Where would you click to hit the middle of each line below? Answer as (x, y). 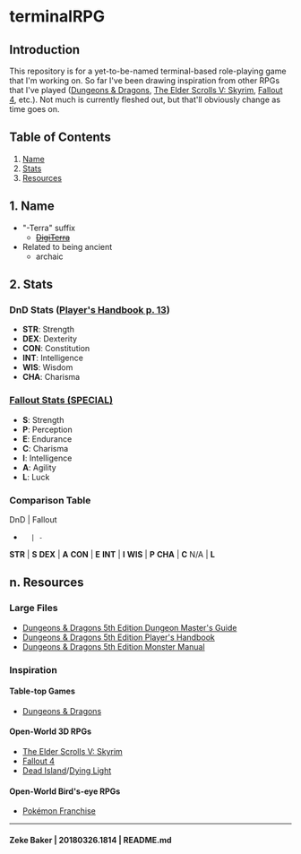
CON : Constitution (56, 349)
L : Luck (36, 477)
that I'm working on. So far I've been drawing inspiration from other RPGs (145, 81)
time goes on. (34, 109)
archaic (50, 256)
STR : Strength (48, 330)
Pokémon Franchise (59, 811)
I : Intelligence (47, 458)
